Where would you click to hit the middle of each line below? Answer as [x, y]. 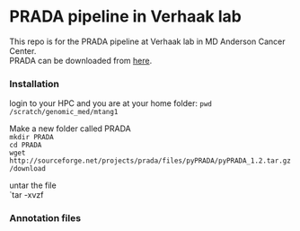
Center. [23, 50]
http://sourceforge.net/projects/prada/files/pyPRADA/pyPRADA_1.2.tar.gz [150, 161]
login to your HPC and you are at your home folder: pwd [111, 103]
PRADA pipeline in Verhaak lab [126, 17]
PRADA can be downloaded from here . [81, 60]
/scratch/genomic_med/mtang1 [64, 112]
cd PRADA [26, 146]
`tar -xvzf [26, 195]
